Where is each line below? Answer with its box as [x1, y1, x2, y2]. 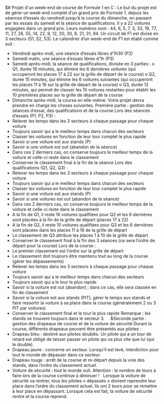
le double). [12, 341, 34, 347]
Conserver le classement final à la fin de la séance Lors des [12, 159, 133, 165]
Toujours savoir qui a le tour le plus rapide [12, 279, 97, 285]
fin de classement [12, 290, 48, 295]
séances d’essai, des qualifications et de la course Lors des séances [12, 108, 150, 113]
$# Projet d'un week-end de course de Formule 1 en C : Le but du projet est [5, 5, 157, 10]
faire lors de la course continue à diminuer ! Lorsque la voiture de [12, 373, 146, 379]
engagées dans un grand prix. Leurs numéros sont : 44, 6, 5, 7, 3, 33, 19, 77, [5, 25, 157, 31]
